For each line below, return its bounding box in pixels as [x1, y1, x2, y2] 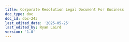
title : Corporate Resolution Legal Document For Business [5, 7, 124, 12]
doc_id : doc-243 [5, 16, 38, 21]
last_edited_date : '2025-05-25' [5, 20, 70, 26]
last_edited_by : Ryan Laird [5, 25, 62, 30]
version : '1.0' [5, 29, 36, 34]
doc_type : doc [5, 12, 34, 16]
